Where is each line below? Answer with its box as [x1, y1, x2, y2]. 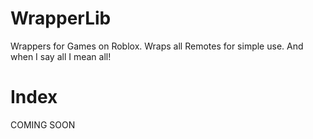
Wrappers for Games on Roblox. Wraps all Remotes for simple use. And [10, 40, 304, 52]
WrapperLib [10, 7, 112, 30]
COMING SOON [10, 118, 76, 131]
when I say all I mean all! [10, 50, 112, 62]
